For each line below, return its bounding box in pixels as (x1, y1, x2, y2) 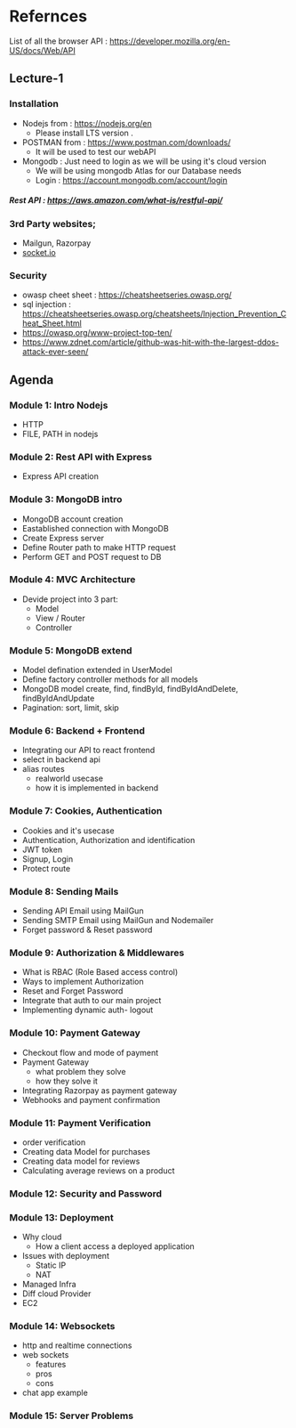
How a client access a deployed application (35, 1241, 196, 1252)
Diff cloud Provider (21, 1288, 92, 1299)
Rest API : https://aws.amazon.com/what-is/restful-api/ (9, 195, 223, 206)
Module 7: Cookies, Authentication (9, 805, 163, 817)
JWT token (21, 844, 63, 855)
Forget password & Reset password (21, 924, 153, 936)
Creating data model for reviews (21, 1156, 140, 1166)
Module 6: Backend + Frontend (9, 725, 145, 737)
